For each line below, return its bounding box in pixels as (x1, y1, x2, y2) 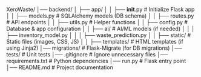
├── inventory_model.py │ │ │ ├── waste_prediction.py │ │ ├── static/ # (6, 32, 191, 39)
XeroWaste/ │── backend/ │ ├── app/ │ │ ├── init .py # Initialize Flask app (6, 6, 195, 13)
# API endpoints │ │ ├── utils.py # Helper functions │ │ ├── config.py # (6, 19, 188, 25)
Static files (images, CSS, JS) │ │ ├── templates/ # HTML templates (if (6, 38, 183, 45)
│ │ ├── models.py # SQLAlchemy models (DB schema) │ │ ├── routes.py (6, 12, 194, 19)
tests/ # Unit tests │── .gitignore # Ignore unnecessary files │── (6, 51, 168, 58)
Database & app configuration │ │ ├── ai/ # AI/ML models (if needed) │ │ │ (6, 25, 196, 32)
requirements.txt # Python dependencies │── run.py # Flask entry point (6, 58, 186, 64)
